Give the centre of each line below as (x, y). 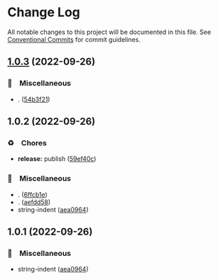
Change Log (44, 12)
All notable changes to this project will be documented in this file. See (109, 32)
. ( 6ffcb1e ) (32, 194)
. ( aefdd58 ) (34, 202)
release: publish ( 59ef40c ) (57, 159)
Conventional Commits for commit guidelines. (74, 39)
